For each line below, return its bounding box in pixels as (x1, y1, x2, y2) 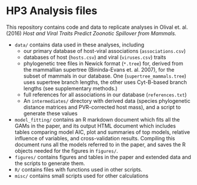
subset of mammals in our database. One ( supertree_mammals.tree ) (23, 72, 186, 79)
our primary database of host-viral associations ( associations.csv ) (23, 47, 186, 54)
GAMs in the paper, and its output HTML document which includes (14, 122, 176, 129)
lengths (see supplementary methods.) (23, 85, 118, 92)
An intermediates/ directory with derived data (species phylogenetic (23, 97, 191, 104)
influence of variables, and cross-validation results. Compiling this (14, 134, 175, 142)
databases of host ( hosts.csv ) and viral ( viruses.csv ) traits (23, 53, 166, 60)
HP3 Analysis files (6, 4, 98, 18)
